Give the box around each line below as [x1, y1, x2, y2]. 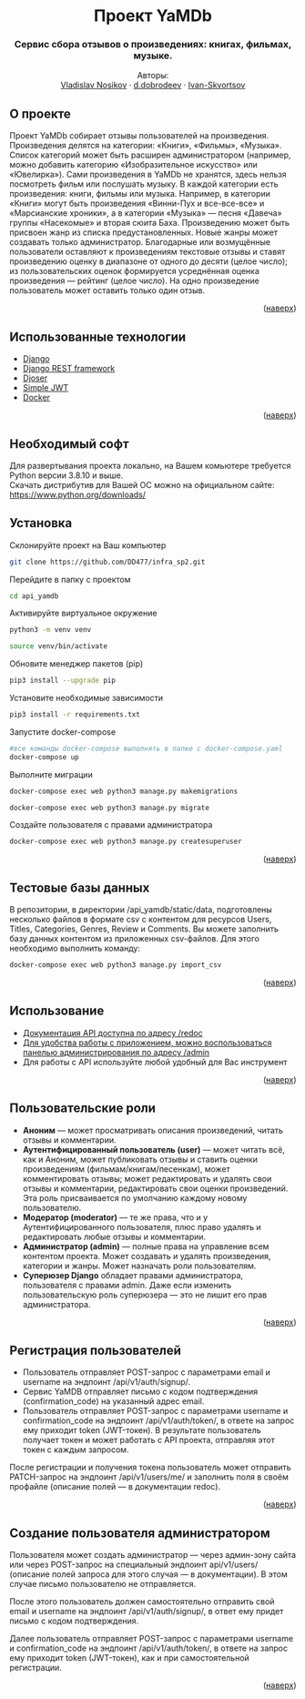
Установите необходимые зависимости [9, 693, 164, 704]
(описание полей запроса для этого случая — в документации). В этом [9, 1569, 289, 1580]
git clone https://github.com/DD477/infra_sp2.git [9, 557, 206, 566]
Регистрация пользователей [9, 1343, 182, 1358]
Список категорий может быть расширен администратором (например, [9, 149, 291, 160]
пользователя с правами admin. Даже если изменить [22, 1279, 232, 1290]
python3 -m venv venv [9, 626, 92, 635]
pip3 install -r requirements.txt [9, 710, 141, 719]
